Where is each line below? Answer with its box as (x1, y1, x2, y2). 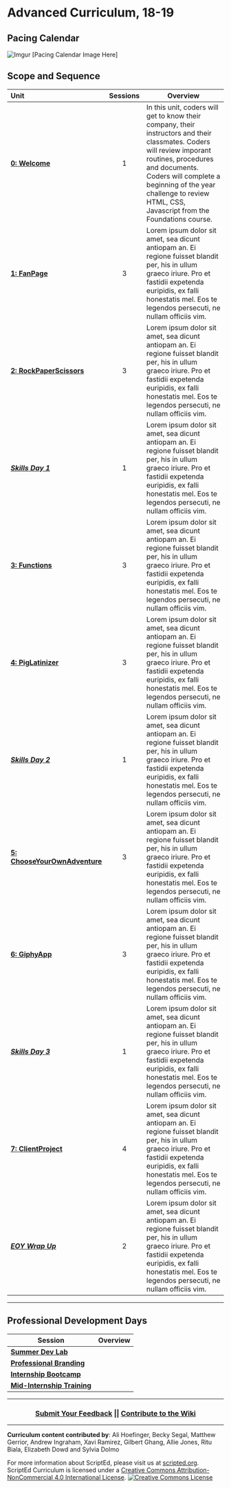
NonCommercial (7, 1473, 54, 1481)
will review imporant (146, 145, 212, 155)
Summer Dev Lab (10, 1347, 69, 1356)
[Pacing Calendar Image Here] (32, 50, 118, 59)
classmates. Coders (146, 136, 211, 146)
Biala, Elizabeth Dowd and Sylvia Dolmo (7, 1445, 120, 1454)
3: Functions (10, 560, 53, 569)
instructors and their (146, 128, 212, 138)
